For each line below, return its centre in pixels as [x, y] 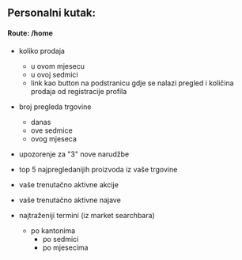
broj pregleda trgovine [55, 107]
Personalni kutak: [52, 13]
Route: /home [30, 33]
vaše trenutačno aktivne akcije [69, 184]
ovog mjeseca [53, 138]
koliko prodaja [42, 51]
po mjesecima [65, 247]
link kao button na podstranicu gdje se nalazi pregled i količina [132, 83]
